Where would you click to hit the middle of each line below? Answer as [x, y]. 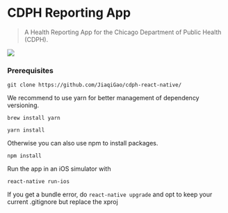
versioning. [23, 105]
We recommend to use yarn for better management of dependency [103, 98]
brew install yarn [34, 118]
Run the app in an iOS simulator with [59, 169]
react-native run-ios [39, 182]
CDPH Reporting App [69, 13]
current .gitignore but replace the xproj [63, 202]
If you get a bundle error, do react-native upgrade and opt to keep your [110, 195]
